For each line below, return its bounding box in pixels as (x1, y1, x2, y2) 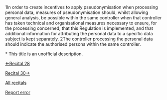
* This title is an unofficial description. (5, 51, 83, 57)
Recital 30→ (5, 70, 30, 76)
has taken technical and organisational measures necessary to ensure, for (5, 20, 157, 26)
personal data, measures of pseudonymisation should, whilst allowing (5, 9, 149, 15)
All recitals (5, 80, 27, 86)
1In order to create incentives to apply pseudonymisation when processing (5, 4, 158, 10)
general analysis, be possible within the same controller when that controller (5, 15, 162, 20)
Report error (5, 90, 31, 95)
